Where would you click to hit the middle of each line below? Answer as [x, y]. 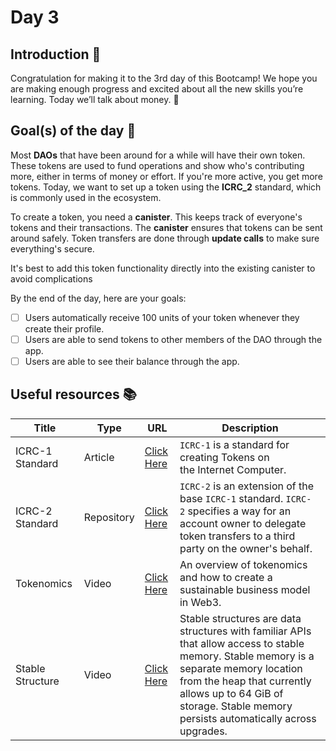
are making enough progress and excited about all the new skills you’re [157, 89]
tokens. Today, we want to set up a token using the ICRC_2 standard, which [166, 187]
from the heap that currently [245, 681]
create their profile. [64, 328]
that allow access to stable [242, 643]
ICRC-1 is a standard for [234, 444]
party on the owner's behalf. [246, 548]
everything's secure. [52, 248]
